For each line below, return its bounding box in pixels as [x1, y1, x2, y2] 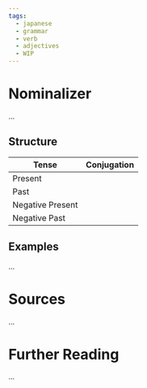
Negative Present [12, 199, 78, 210]
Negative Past [12, 212, 66, 223]
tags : [8, 11, 27, 20]
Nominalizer [8, 84, 92, 103]
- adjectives [15, 42, 60, 50]
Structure [8, 135, 58, 149]
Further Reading [8, 345, 120, 364]
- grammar [15, 27, 48, 35]
